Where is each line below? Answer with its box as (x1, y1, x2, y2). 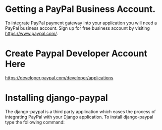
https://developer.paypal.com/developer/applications (5, 74, 114, 80)
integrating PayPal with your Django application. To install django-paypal (5, 114, 154, 120)
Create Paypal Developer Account (5, 48, 148, 59)
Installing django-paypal (5, 92, 108, 104)
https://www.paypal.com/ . (5, 30, 58, 36)
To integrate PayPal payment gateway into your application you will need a (5, 20, 157, 26)
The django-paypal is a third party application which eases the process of (5, 108, 156, 115)
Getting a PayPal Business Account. (5, 3, 156, 15)
